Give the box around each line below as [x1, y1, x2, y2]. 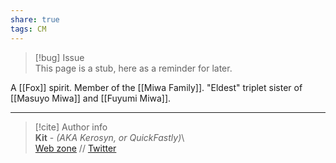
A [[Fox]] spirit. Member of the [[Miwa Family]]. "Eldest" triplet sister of [10, 81, 303, 93]
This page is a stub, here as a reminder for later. [34, 62, 233, 74]
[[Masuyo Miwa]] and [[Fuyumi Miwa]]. [10, 92, 172, 104]
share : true [10, 14, 60, 25]
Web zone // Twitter [34, 142, 117, 154]
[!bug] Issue [34, 51, 85, 63]
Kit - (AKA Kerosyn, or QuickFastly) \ [34, 131, 185, 143]
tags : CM [10, 24, 47, 34]
